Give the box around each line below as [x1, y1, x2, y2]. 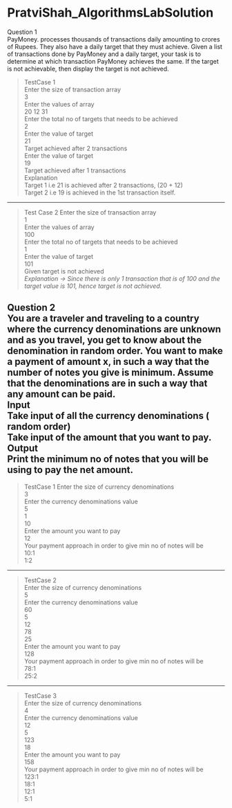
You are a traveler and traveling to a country [7, 313, 200, 325]
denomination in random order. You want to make [7, 345, 223, 357]
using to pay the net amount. [7, 464, 133, 476]
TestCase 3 [23, 691, 57, 700]
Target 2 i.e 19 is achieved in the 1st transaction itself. [23, 188, 176, 197]
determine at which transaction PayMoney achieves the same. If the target [7, 57, 219, 65]
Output [7, 442, 38, 454]
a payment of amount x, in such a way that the [7, 356, 209, 368]
